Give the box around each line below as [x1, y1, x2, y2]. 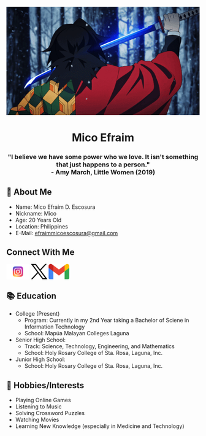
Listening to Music [15, 403, 63, 410]
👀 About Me [6, 187, 52, 197]
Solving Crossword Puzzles [15, 410, 85, 417]
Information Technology [24, 323, 85, 330]
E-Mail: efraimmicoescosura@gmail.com [15, 229, 118, 236]
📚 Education [6, 290, 57, 301]
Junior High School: [15, 356, 66, 363]
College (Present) [15, 310, 60, 317]
